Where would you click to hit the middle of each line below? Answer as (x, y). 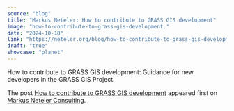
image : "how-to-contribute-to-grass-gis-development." (88, 26)
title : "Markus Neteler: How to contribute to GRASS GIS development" (112, 20)
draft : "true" (28, 46)
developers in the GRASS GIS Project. (61, 79)
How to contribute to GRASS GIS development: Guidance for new (100, 72)
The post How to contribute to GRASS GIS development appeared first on (112, 93)
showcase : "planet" (36, 53)
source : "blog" (29, 14)
